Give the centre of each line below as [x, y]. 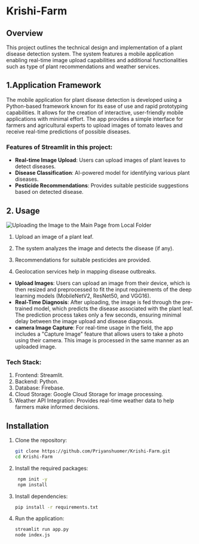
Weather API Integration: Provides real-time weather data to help [94, 401]
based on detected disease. [49, 192]
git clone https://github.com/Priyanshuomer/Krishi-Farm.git [93, 451]
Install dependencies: [41, 496]
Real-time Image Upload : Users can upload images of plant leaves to [100, 160]
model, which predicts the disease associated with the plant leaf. [113, 308]
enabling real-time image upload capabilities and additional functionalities [97, 60]
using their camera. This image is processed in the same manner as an [102, 340]
